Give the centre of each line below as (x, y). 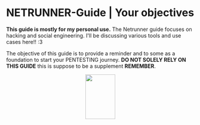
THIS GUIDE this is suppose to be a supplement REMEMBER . (81, 66)
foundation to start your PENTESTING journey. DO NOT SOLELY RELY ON (96, 60)
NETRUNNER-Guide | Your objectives (100, 13)
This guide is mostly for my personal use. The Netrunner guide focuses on (99, 29)
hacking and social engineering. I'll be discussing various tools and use (94, 35)
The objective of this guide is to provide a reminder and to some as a (91, 53)
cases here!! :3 (24, 42)
